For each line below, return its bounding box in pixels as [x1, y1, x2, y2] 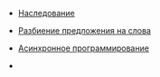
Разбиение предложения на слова [17, 25, 152, 35]
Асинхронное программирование [17, 43, 149, 53]
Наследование [17, 8, 75, 18]
